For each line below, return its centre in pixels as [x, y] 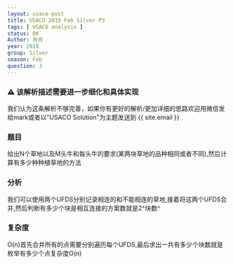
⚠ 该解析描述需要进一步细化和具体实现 [73, 92]
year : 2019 [23, 46]
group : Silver [28, 53]
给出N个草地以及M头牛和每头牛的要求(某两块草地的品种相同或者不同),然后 [114, 154]
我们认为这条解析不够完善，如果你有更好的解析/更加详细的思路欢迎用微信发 [116, 108]
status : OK [23, 33]
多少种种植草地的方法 [50, 163]
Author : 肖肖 [25, 40]
